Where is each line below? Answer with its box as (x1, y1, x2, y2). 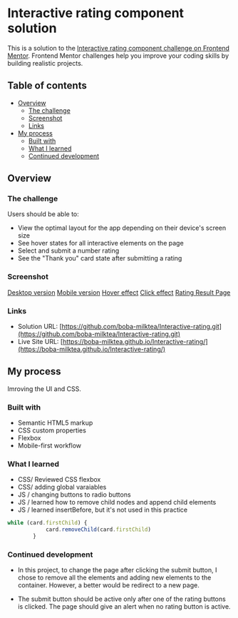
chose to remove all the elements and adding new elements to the (17, 573, 212, 582)
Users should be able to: (7, 210, 80, 218)
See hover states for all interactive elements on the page (17, 239, 184, 248)
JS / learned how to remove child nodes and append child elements (17, 498, 217, 507)
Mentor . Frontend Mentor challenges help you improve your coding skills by (7, 51, 229, 60)
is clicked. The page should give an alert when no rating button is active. (17, 602, 231, 611)
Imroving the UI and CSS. (7, 384, 82, 393)
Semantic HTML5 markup (17, 419, 93, 427)
